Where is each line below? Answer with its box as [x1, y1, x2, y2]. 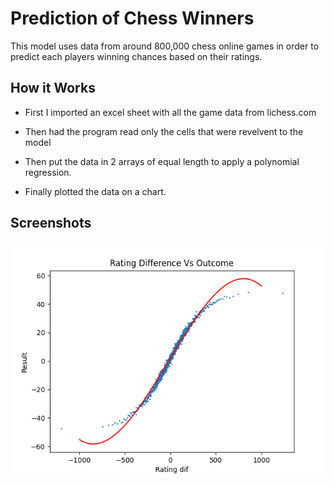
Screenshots [10, 215, 92, 232]
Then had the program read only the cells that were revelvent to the [24, 125, 304, 137]
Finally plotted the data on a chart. [24, 185, 167, 197]
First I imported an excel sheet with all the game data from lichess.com [24, 106, 317, 118]
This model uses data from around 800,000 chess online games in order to [10, 40, 320, 52]
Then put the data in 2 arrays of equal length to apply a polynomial [24, 155, 300, 167]
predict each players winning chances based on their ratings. [10, 50, 263, 62]
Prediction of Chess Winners [10, 7, 255, 30]
